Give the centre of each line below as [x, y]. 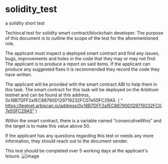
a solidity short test [25, 23]
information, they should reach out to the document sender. [67, 141]
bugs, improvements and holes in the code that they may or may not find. [81, 58]
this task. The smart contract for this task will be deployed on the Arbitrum [82, 89]
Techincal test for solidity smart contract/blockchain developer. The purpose [84, 33]
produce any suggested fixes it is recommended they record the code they [82, 69]
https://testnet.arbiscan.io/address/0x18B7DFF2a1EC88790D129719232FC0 [83, 105]
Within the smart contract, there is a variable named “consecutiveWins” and [83, 120]
